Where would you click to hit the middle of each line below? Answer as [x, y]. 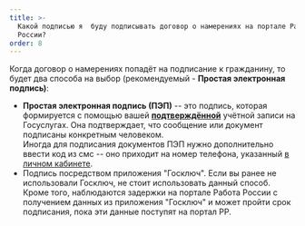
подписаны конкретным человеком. [93, 135]
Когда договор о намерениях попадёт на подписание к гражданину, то [148, 69]
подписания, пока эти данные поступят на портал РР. [127, 212]
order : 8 [26, 43]
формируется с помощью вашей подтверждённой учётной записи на [159, 115]
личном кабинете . [58, 163]
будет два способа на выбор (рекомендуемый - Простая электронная [148, 79]
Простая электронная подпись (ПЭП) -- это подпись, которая [145, 106]
